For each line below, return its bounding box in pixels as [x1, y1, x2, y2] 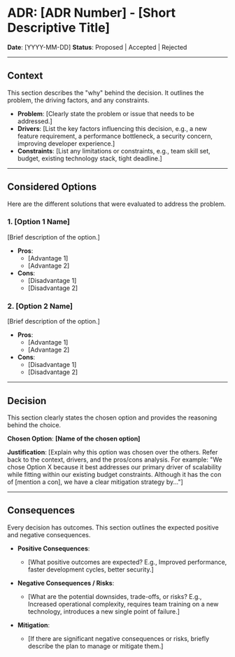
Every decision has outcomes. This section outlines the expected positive [7, 523, 219, 532]
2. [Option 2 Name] [7, 301, 73, 311]
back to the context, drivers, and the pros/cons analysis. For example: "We [7, 455, 222, 464]
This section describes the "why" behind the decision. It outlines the [7, 88, 204, 97]
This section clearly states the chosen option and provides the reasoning [7, 413, 218, 422]
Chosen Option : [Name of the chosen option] [7, 434, 141, 443]
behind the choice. [7, 420, 62, 429]
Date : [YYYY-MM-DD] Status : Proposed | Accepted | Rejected [7, 43, 187, 51]
